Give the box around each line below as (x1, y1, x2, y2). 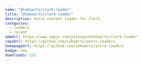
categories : (5, 21, 29, 26)
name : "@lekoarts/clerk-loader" (5, 7, 71, 12)
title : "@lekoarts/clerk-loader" (5, 12, 74, 17)
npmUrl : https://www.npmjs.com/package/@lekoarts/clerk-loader (5, 35, 138, 40)
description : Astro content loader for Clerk (5, 16, 100, 21)
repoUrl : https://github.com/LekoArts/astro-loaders (5, 39, 115, 44)
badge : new (5, 48, 28, 53)
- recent (9, 30, 28, 35)
